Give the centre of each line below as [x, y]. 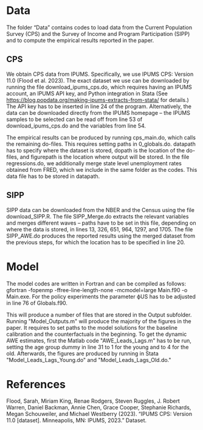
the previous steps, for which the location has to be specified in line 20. [96, 242]
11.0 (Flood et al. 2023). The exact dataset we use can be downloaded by [98, 80]
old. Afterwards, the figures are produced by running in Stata [83, 353]
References [36, 384]
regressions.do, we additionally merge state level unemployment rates [94, 163]
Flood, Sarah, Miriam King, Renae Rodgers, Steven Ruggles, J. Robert [93, 401]
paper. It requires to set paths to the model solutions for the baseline [92, 327]
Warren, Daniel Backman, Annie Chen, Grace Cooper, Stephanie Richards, [99, 408]
